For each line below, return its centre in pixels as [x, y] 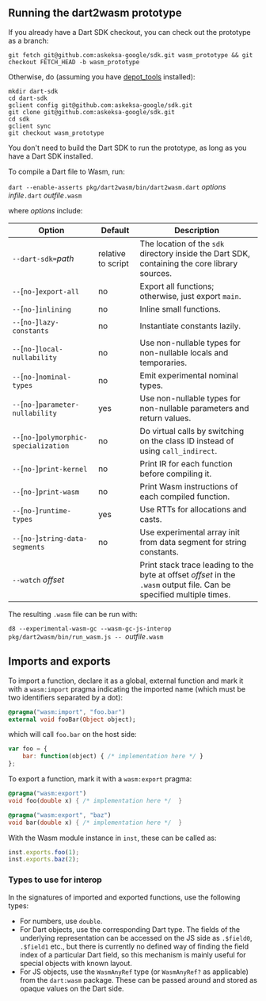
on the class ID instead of [187, 441]
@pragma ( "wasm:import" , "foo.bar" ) [67, 712]
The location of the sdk [182, 244]
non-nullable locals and [184, 352]
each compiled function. [185, 497]
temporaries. [163, 362]
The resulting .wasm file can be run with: [73, 614]
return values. [165, 418]
